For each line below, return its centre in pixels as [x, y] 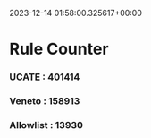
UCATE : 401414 [45, 77]
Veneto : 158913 [45, 101]
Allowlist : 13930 [46, 125]
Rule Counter [59, 49]
